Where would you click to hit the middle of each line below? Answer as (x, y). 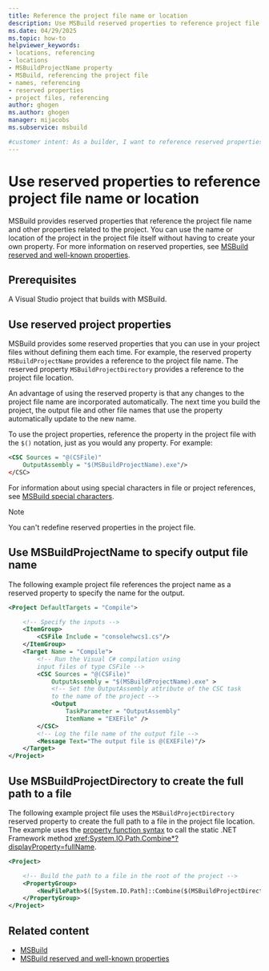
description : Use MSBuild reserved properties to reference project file (134, 23)
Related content (49, 931)
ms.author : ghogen (39, 113)
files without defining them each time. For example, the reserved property (130, 353)
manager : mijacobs (39, 120)
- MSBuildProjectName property (60, 68)
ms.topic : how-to (37, 38)
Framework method (41, 838)
